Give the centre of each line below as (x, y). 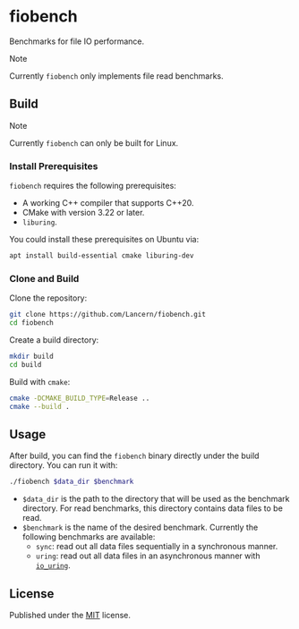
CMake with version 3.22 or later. (83, 213)
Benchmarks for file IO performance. (77, 41)
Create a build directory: (54, 340)
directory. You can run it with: (64, 465)
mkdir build (31, 356)
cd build (26, 364)
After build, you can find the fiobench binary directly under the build (134, 456)
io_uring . (53, 565)
